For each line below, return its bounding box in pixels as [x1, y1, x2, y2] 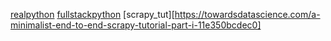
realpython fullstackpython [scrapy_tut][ [10, 9, 175, 20]
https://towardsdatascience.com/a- [174, 9, 321, 20]
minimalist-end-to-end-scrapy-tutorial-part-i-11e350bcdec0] [10, 19, 262, 31]
